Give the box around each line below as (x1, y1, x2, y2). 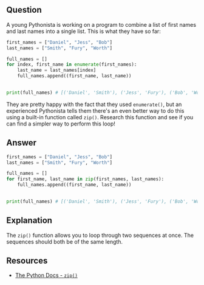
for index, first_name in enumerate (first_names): (6, 62, 137, 68)
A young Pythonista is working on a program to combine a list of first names (6, 21, 196, 28)
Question (6, 5, 42, 15)
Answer (6, 138, 37, 148)
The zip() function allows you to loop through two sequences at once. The (6, 231, 194, 239)
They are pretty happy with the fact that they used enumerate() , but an (6, 100, 182, 108)
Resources (6, 255, 48, 266)
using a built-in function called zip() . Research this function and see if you (6, 113, 194, 121)
